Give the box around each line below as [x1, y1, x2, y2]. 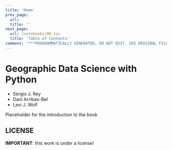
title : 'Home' [5, 7, 36, 13]
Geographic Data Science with [5, 62, 137, 74]
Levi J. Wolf [12, 101, 38, 108]
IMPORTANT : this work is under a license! [5, 140, 94, 146]
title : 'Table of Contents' [10, 36, 70, 41]
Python [5, 74, 37, 85]
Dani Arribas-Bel [12, 96, 48, 102]
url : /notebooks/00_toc [10, 31, 60, 36]
